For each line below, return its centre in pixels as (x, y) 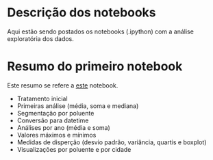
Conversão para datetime (53, 120)
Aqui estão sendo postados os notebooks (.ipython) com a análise (100, 31)
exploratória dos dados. (40, 38)
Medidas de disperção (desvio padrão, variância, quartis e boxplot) (112, 142)
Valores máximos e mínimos (57, 135)
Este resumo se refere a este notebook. (63, 85)
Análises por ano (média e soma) (64, 127)
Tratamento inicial (42, 98)
